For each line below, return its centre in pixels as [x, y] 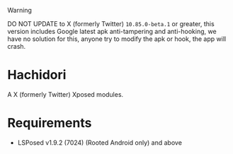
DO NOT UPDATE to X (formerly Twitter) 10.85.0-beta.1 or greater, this [111, 24]
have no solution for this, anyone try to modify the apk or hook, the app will [117, 39]
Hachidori [37, 75]
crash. [17, 46]
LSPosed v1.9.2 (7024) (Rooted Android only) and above [100, 142]
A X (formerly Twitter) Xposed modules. [66, 94]
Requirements [50, 123]
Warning [19, 10]
